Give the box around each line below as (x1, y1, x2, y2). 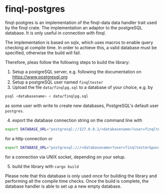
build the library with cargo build (12, 163, 79, 169)
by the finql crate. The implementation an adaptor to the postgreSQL (5, 24, 143, 30)
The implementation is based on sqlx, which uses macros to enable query (5, 39, 153, 45)
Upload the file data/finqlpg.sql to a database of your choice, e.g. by (12, 84, 153, 90)
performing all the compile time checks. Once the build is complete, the (5, 178, 149, 184)
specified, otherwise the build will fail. (5, 50, 82, 56)
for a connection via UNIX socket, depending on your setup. (5, 154, 126, 160)
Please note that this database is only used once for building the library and (5, 172, 157, 179)
